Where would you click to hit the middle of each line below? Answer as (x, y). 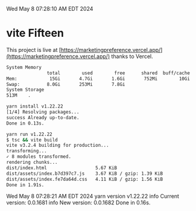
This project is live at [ (34, 50)
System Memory (24, 67)
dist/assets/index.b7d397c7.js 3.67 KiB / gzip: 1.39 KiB (85, 174)
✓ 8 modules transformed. (39, 157)
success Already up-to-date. (43, 117)
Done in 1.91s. (25, 185)
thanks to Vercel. (132, 56)
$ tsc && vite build (32, 140)
